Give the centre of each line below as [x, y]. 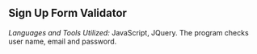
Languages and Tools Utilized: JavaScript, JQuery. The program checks [128, 32]
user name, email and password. [63, 41]
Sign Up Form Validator [68, 13]
